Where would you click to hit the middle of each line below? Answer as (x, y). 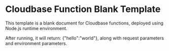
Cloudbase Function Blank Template (83, 9)
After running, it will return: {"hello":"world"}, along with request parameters (84, 38)
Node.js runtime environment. (36, 28)
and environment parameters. (36, 43)
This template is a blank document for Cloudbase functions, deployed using (84, 23)
